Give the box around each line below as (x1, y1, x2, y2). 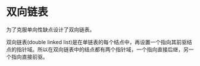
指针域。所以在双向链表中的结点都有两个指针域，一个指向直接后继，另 (16, 45, 189, 53)
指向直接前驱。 (11, 53, 48, 60)
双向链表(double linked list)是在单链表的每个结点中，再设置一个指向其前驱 (6, 38, 187, 45)
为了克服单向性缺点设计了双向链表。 (6, 26, 95, 33)
